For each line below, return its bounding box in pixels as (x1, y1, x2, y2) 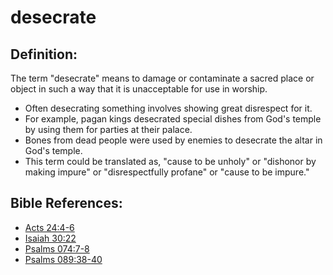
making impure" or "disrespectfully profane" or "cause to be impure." (24, 166, 310, 178)
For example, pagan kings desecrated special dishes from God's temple (24, 113, 322, 125)
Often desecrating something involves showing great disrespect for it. (24, 102, 313, 114)
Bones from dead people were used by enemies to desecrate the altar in (24, 134, 323, 146)
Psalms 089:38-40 (24, 253, 103, 265)
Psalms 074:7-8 (24, 242, 90, 255)
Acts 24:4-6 (24, 221, 75, 233)
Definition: (10, 46, 78, 63)
